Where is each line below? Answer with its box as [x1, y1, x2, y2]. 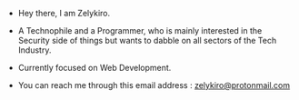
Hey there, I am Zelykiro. [17, 8, 111, 18]
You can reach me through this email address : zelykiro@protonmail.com [17, 80, 291, 90]
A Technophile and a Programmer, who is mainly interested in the [17, 25, 263, 35]
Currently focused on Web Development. [17, 63, 172, 73]
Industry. [17, 45, 52, 55]
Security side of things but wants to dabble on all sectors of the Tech [17, 35, 277, 45]
